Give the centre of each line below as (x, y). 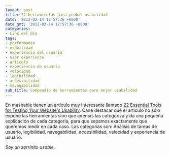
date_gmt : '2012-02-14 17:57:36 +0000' (47, 24)
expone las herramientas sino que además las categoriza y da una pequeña (84, 115)
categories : (18, 29)
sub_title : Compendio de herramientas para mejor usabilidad (71, 90)
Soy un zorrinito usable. (30, 147)
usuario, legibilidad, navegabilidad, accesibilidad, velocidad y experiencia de (85, 132)
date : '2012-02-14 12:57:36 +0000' (43, 19)
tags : (11, 39)
